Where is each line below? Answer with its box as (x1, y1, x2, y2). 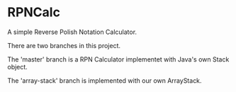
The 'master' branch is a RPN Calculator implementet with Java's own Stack (7, 54, 230, 64)
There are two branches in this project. (7, 41, 121, 50)
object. (7, 62, 28, 71)
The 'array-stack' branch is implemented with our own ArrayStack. (7, 76, 202, 85)
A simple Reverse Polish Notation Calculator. (7, 28, 137, 36)
